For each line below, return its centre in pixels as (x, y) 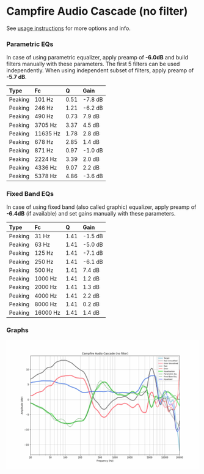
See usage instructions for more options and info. (69, 28)
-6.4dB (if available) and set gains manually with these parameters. (91, 214)
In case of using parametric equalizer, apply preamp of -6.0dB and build (97, 58)
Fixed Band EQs (30, 194)
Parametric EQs (30, 44)
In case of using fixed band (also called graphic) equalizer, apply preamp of (101, 207)
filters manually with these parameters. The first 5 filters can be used (93, 64)
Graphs (17, 330)
